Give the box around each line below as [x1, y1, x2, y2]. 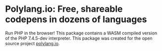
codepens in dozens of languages [5, 14, 147, 25]
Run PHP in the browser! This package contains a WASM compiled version [5, 30, 158, 36]
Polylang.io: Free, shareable [5, 3, 123, 15]
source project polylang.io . [5, 40, 60, 46]
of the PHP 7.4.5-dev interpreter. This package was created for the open [5, 35, 153, 41]
